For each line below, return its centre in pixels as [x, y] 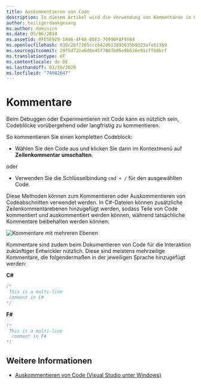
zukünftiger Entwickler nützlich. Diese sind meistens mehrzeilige [86, 251]
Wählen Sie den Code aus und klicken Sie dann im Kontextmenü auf [98, 149]
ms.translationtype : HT [36, 56]
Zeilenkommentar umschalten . [54, 155]
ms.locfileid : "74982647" [38, 73]
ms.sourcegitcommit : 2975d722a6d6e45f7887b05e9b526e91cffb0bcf [87, 51]
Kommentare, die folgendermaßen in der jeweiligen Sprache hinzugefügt [96, 257]
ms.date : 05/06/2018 [32, 34]
